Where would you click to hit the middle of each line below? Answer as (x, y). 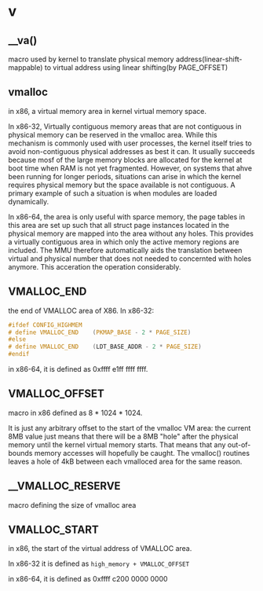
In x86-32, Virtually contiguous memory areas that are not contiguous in (125, 126)
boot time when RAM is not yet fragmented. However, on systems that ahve (130, 168)
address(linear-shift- (209, 59)
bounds (20, 453)
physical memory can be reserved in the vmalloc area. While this (113, 134)
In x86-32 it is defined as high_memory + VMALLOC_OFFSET (99, 563)
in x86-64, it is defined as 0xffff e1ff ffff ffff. (78, 369)
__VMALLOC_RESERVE (64, 486)
